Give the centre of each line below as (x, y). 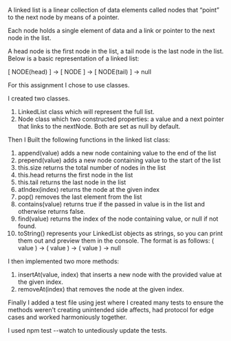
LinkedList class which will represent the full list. (86, 112)
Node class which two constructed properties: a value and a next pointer (121, 119)
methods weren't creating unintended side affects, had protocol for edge (111, 310)
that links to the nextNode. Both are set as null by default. (99, 126)
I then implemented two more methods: (64, 261)
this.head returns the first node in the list (75, 175)
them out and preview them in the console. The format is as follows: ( (116, 241)
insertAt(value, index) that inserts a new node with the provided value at (120, 275)
